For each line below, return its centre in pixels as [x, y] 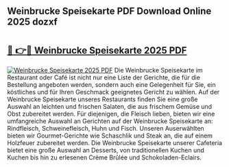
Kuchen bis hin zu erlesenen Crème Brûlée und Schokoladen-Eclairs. [105, 157]
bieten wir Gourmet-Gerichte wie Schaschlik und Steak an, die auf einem [110, 136]
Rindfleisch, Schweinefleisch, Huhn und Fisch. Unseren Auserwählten [106, 128]
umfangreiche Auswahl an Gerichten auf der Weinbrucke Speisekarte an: [110, 121]
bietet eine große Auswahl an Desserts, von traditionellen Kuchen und [106, 150]
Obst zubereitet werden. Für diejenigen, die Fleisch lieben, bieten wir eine [111, 114]
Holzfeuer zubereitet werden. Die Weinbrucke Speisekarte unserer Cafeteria [115, 143]
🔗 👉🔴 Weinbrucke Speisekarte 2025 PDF [97, 50]
